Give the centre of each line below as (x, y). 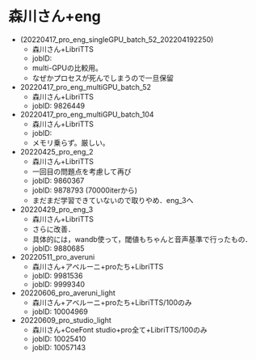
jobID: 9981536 (57, 275)
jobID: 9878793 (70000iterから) (85, 190)
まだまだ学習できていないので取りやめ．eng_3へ (113, 200)
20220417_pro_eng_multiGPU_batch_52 (86, 87)
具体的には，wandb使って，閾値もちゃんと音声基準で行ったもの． (142, 239)
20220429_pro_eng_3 (57, 209)
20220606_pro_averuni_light (67, 293)
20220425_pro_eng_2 (57, 151)
